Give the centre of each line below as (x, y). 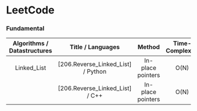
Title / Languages (95, 47)
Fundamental (26, 29)
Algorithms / (30, 43)
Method (149, 47)
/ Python (95, 72)
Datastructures (31, 51)
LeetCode (30, 10)
